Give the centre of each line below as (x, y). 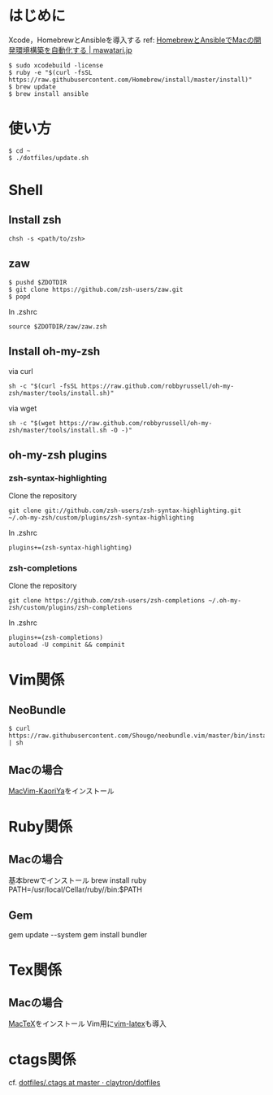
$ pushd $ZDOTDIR (38, 282)
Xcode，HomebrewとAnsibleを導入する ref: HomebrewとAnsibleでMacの (131, 40)
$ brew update (32, 87)
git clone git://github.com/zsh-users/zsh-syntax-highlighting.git (125, 511)
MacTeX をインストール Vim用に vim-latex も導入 (87, 1023)
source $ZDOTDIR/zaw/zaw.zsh (58, 326)
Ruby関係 (41, 827)
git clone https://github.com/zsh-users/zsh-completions (107, 601)
